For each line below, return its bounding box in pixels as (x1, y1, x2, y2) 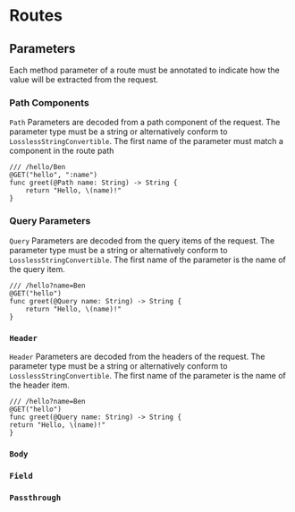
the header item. (9, 380, 70, 390)
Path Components (9, 96, 89, 108)
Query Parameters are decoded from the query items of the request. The (9, 235, 275, 246)
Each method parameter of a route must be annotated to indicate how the (9, 64, 280, 75)
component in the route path (9, 145, 114, 157)
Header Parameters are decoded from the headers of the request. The (9, 351, 265, 362)
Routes (9, 5, 63, 26)
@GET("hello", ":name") (9, 171, 98, 180)
